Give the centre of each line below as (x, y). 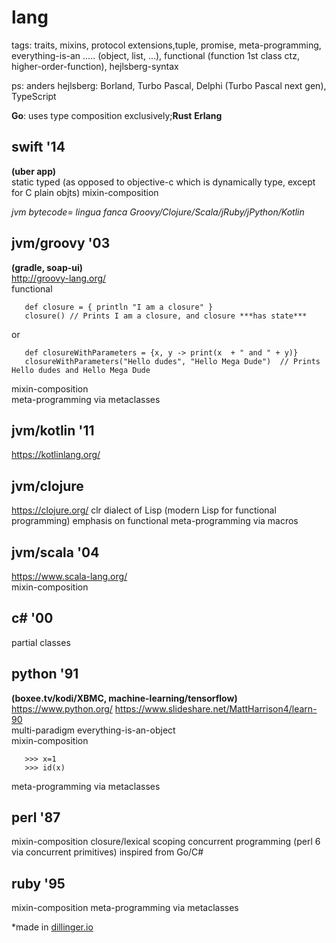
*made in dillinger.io (52, 927)
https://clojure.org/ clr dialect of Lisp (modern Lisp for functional (144, 510)
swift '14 (38, 147)
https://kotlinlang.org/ (56, 455)
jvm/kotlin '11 (53, 430)
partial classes (41, 642)
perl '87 (36, 817)
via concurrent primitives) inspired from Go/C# (107, 852)
